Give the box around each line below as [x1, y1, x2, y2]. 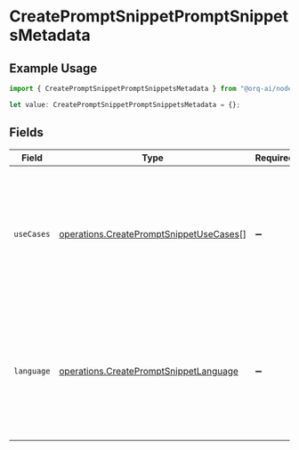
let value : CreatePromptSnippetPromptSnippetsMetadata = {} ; [9, 100, 241, 109]
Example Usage [9, 61, 98, 76]
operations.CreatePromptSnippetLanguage [59, 364, 238, 377]
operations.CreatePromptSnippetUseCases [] [59, 227, 246, 240]
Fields [9, 125, 44, 140]
